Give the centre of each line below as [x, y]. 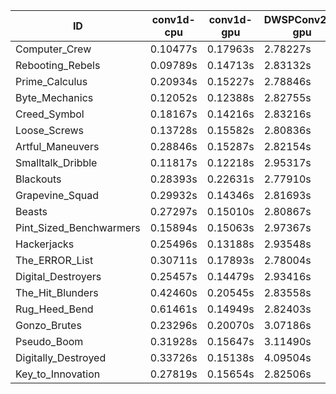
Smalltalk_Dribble [56, 162]
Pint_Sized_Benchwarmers [78, 227]
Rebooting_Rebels [58, 65]
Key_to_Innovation [58, 374]
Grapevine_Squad [57, 195]
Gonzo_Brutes [48, 325]
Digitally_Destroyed [61, 357]
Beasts [31, 211]
